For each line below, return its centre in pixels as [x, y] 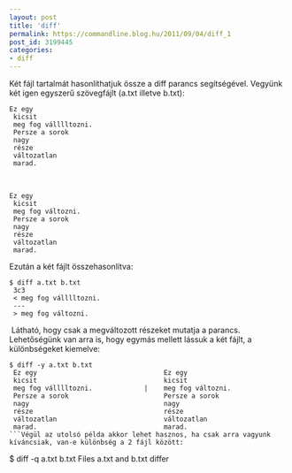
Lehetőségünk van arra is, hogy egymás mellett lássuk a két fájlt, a [131, 339]
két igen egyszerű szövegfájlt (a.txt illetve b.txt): [97, 93]
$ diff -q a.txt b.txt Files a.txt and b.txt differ [89, 459]
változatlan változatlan [110, 419]
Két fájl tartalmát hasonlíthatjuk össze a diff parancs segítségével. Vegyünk [146, 84]
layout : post [33, 17]
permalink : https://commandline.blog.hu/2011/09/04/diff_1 [120, 34]
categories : [31, 50]
